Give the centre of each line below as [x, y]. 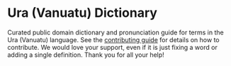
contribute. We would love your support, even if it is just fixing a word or [112, 47]
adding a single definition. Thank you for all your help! [86, 55]
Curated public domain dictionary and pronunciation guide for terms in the [116, 32]
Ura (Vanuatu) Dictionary [83, 13]
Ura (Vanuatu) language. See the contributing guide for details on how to [113, 39]
